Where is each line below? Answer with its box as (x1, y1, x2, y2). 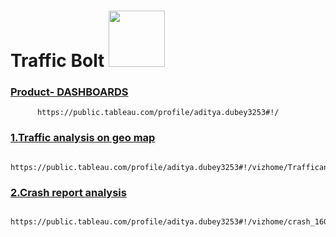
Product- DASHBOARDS (10, 85, 129, 99)
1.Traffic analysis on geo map (10, 131, 156, 145)
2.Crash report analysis (10, 185, 127, 199)
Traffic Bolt (10, 50, 105, 72)
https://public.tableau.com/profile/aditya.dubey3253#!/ (36, 108, 280, 118)
